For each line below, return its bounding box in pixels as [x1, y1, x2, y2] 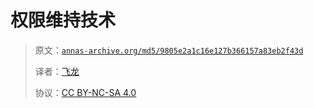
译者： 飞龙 [34, 65, 80, 77]
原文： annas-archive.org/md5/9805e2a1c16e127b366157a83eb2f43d [34, 44, 304, 56]
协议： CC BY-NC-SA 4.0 [34, 86, 137, 98]
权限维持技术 [10, 9, 117, 32]
